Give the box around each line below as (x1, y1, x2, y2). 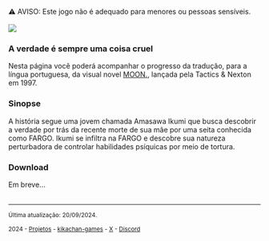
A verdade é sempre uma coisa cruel (8, 43, 154, 54)
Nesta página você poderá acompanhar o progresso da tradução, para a (8, 61, 247, 71)
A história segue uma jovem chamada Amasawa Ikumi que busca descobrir (8, 116, 256, 126)
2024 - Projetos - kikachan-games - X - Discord (8, 225, 141, 233)
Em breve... (8, 180, 46, 189)
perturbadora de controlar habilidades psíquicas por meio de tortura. (8, 141, 235, 151)
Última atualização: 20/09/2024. (8, 211, 98, 219)
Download (8, 161, 50, 172)
